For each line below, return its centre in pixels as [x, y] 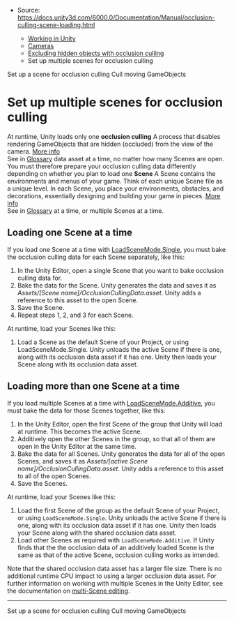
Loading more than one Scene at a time [93, 386]
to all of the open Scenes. [54, 476]
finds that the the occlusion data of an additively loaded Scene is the [116, 547]
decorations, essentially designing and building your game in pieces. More [114, 195]
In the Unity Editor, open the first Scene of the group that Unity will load [120, 424]
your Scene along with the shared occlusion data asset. [97, 533]
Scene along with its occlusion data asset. [78, 364]
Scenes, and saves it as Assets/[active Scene [83, 461]
